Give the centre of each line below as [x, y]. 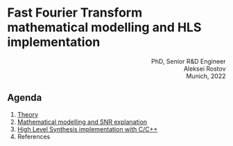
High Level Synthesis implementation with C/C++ [87, 129]
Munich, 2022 [206, 76]
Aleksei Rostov [205, 69]
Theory [28, 114]
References [34, 136]
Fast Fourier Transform [75, 13]
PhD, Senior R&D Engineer [189, 61]
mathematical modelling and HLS [104, 27]
